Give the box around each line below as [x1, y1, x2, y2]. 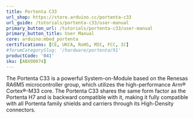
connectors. [6, 106, 36, 113]
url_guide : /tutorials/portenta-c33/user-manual [6, 20, 129, 25]
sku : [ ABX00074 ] [6, 58, 46, 64]
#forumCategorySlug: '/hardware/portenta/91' [6, 47, 121, 53]
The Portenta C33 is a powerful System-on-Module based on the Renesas [6, 75, 189, 82]
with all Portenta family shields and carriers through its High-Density [6, 100, 174, 107]
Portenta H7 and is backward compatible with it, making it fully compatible [6, 93, 189, 101]
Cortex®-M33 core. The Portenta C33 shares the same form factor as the [6, 87, 186, 94]
